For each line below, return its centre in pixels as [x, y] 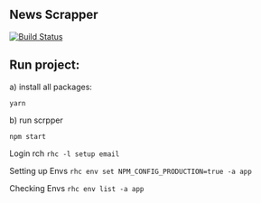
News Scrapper [54, 15]
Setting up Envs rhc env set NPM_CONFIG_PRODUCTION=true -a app [131, 171]
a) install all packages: [51, 87]
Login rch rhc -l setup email [65, 153]
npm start [28, 136]
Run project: [45, 65]
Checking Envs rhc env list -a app [77, 188]
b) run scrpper [36, 120]
